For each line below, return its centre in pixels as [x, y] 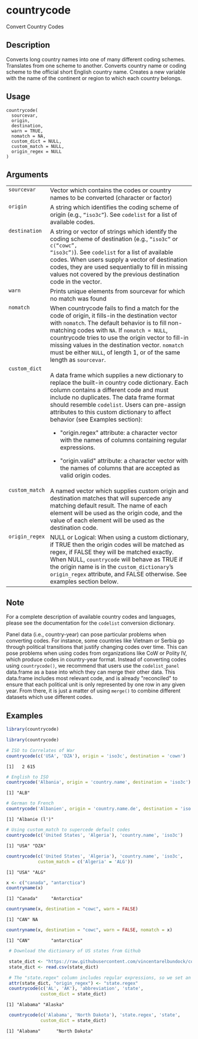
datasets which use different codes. [49, 697]
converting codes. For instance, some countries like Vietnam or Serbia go [95, 641]
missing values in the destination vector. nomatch [117, 345]
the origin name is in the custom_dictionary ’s [112, 567]
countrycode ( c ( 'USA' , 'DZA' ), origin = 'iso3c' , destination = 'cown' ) [96, 756]
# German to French [30, 803]
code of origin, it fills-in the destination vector [113, 316]
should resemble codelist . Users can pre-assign [118, 405]
